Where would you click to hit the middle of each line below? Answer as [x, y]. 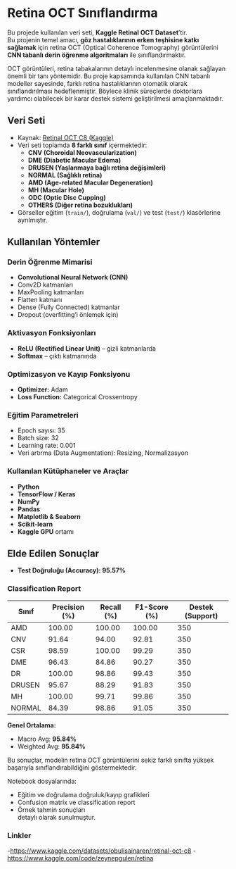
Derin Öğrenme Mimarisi [50, 262]
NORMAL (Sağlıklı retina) [65, 175]
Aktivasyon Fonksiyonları [52, 333]
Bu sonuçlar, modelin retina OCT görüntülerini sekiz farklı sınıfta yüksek [111, 760]
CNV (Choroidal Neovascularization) [82, 152]
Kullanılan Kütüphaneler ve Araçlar [68, 471]
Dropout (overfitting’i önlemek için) [68, 315]
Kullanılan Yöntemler [54, 242]
